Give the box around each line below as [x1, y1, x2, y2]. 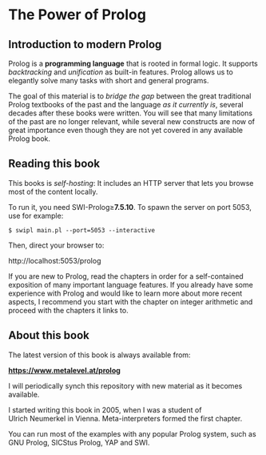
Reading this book [8, 157, 101, 171]
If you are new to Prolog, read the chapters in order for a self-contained [8, 271, 244, 281]
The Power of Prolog [8, 6, 146, 24]
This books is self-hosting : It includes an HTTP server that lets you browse [8, 178, 254, 187]
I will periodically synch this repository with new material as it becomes [8, 381, 243, 390]
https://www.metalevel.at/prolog [8, 365, 121, 375]
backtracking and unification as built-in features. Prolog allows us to [8, 67, 233, 77]
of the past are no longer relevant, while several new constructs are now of [8, 117, 256, 126]
